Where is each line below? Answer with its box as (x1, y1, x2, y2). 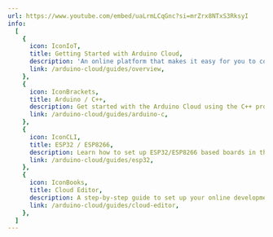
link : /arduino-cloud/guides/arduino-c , (29, 111, 169, 119)
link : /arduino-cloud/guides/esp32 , (29, 156, 154, 164)
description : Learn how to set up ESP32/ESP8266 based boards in (29, 148, 256, 156)
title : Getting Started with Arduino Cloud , (29, 50, 183, 58)
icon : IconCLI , (29, 133, 81, 141)
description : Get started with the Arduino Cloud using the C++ (29, 103, 253, 111)
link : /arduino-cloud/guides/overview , (29, 65, 165, 73)
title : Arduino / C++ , (29, 95, 107, 103)
